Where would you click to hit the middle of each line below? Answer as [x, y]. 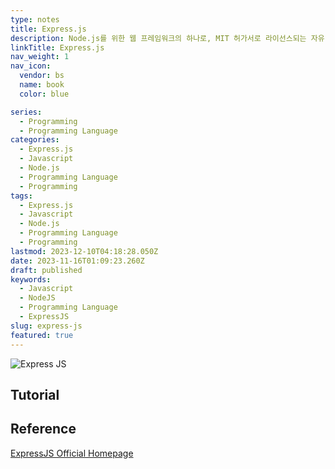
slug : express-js [46, 326]
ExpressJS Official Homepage [72, 453]
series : [26, 112]
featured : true [42, 335]
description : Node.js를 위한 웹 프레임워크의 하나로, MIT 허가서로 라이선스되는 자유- [170, 38]
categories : [35, 140]
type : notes [35, 19]
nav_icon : [31, 66]
